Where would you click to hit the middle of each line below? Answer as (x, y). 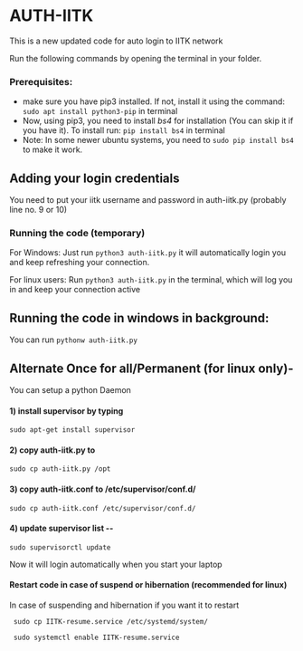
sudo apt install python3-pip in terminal (100, 111)
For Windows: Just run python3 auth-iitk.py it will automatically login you (148, 253)
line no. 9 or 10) (38, 210)
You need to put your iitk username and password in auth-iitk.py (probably (148, 200)
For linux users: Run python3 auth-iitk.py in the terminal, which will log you (151, 280)
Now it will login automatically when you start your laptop (116, 564)
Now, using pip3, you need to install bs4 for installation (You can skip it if (158, 121)
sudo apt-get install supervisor (72, 430)
